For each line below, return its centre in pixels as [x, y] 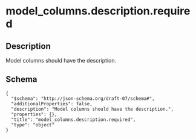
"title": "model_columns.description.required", [73, 119]
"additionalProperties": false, [52, 103]
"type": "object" [33, 125]
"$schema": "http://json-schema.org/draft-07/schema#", [83, 98]
